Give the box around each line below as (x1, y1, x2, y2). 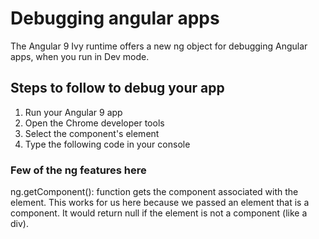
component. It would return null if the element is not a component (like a (10, 207, 308, 219)
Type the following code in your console (24, 138, 191, 150)
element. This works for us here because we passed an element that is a (10, 197, 310, 209)
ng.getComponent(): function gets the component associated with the (10, 186, 299, 198)
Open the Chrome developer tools (24, 117, 165, 129)
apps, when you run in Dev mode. (10, 50, 150, 62)
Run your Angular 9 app (24, 106, 123, 118)
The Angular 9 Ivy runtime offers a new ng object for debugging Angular (10, 40, 308, 52)
